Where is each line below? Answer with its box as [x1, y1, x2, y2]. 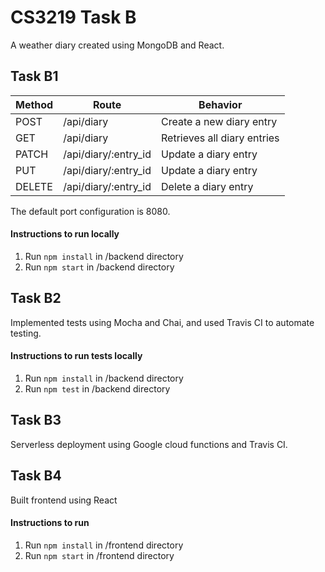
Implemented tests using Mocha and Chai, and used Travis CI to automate [10, 316, 315, 328]
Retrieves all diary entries [161, 131, 280, 145]
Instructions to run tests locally [10, 350, 143, 362]
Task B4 [10, 467, 62, 485]
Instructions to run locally [10, 228, 120, 240]
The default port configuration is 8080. [10, 205, 171, 217]
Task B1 [10, 68, 59, 85]
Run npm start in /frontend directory [24, 549, 175, 561]
